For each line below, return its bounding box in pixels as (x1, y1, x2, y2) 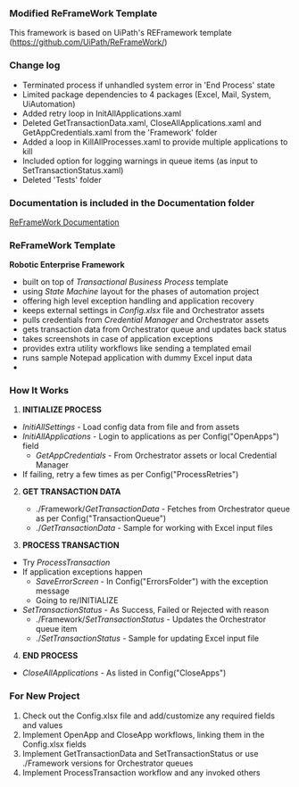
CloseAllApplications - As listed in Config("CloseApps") (21, 667, 227, 678)
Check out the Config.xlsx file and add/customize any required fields (21, 710, 275, 721)
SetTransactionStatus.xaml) (21, 164, 124, 176)
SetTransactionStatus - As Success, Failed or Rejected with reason (21, 605, 270, 616)
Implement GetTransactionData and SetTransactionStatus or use (21, 748, 259, 758)
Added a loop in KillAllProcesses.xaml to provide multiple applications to (21, 137, 288, 147)
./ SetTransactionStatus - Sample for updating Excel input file (35, 633, 260, 644)
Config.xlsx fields (21, 739, 87, 750)
